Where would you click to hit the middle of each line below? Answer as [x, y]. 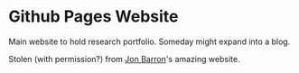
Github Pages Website [93, 17]
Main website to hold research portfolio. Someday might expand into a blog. [149, 41]
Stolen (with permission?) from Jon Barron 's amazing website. [124, 59]
